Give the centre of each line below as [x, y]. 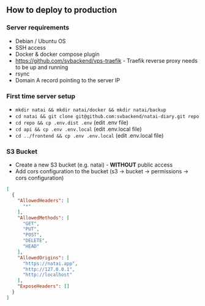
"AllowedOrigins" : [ [43, 257]
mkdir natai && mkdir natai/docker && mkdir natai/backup [91, 110]
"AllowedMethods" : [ [43, 218]
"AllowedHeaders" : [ [43, 201]
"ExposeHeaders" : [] [43, 286]
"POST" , [32, 235]
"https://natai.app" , [50, 264]
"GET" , [31, 224]
